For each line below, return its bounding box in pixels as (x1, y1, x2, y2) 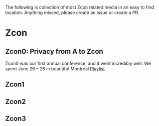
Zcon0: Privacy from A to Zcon (5, 47, 104, 56)
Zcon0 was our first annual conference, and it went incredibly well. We (5, 60, 151, 66)
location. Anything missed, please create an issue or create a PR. (5, 10, 139, 16)
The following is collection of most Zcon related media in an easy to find (5, 5, 154, 10)
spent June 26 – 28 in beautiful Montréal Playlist (5, 66, 105, 72)
